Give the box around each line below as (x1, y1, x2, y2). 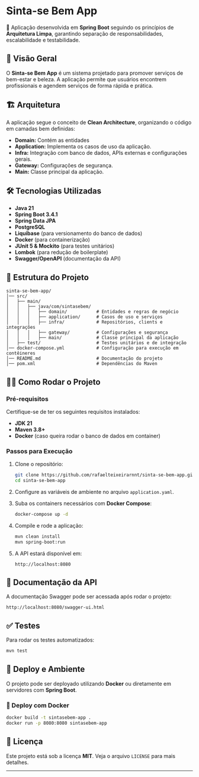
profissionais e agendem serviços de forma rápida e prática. (6, 82, 153, 89)
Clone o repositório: (14, 461, 63, 468)
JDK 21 (14, 420, 33, 427)
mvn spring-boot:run (14, 539, 66, 545)
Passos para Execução (6, 447, 73, 455)
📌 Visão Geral (6, 53, 57, 64)
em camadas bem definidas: (6, 125, 76, 132)
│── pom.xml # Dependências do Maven (6, 361, 158, 367)
